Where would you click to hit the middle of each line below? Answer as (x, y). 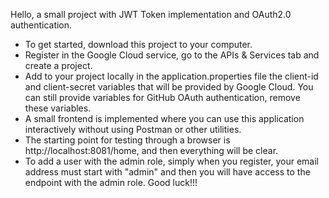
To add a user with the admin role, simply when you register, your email (171, 161)
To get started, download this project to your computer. (138, 44)
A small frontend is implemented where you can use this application (164, 118)
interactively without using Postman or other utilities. (133, 129)
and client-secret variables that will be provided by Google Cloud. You (169, 87)
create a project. (58, 65)
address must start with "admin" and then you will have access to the (167, 172)
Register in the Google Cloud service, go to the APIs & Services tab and (172, 55)
